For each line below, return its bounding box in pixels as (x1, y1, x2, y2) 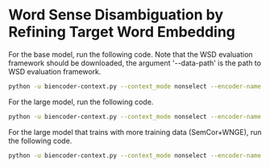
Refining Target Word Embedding (8, 23, 236, 41)
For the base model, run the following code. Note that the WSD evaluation (8, 49, 253, 59)
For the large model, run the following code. (8, 97, 154, 107)
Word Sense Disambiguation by (8, 6, 224, 24)
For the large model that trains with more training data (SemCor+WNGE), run (8, 127, 262, 136)
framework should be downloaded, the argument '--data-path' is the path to (8, 58, 262, 68)
